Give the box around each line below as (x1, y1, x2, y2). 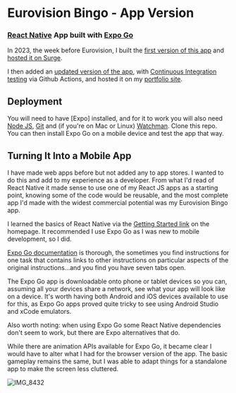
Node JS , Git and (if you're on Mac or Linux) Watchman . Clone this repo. (7, 122, 218, 130)
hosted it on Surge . (7, 54, 63, 62)
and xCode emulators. (7, 307, 72, 316)
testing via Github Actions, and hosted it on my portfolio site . (7, 75, 183, 83)
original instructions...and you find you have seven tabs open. (7, 264, 187, 272)
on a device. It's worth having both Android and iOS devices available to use (7, 292, 229, 301)
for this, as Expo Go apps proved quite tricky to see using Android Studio (7, 300, 219, 308)
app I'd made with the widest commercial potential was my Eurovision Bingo (7, 199, 228, 207)
